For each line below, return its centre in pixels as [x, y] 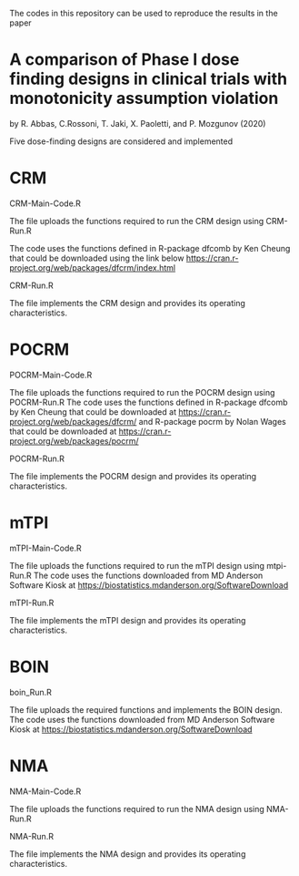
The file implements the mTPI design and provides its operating [128, 620]
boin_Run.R [31, 692]
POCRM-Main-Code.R [51, 375]
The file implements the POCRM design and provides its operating [133, 476]
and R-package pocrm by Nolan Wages [212, 421]
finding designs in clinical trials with [149, 79]
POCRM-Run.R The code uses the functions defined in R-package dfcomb [149, 402]
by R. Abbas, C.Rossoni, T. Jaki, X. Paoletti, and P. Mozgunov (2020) [138, 123]
